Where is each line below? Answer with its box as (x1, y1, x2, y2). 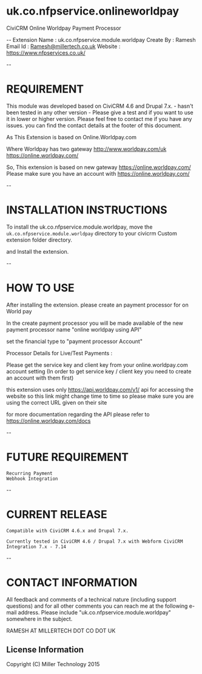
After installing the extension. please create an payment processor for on (6, 301, 189, 308)
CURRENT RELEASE (6, 507, 107, 521)
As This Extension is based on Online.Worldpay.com (6, 133, 137, 141)
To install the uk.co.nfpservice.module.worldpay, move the (6, 223, 153, 231)
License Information (6, 644, 84, 655)
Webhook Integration (6, 476, 59, 482)
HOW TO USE (6, 281, 75, 294)
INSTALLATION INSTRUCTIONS (6, 203, 168, 217)
